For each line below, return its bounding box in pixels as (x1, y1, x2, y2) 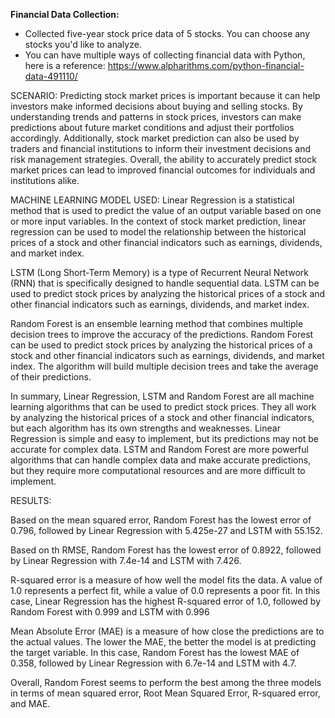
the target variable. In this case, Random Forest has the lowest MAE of (10, 647, 300, 658)
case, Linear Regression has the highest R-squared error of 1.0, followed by (10, 595, 322, 607)
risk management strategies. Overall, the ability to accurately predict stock (10, 154, 317, 165)
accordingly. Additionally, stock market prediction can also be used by (10, 132, 300, 144)
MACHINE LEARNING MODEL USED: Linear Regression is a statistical (10, 194, 295, 206)
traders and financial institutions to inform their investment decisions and (10, 143, 311, 154)
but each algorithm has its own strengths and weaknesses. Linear (10, 422, 281, 434)
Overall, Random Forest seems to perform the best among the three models (10, 677, 322, 688)
